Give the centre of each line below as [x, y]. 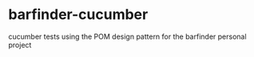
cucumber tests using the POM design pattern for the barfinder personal [127, 36]
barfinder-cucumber [78, 15]
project [20, 44]
